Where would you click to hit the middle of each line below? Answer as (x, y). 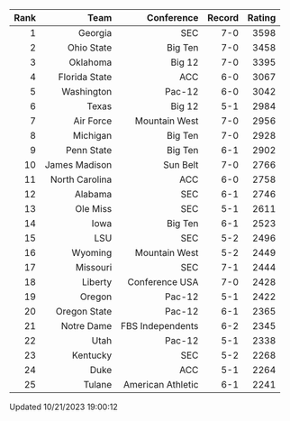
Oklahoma (91, 62)
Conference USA (163, 282)
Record (223, 18)
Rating (262, 18)
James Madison (78, 165)
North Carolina (81, 179)
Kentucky (92, 355)
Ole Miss (94, 209)
